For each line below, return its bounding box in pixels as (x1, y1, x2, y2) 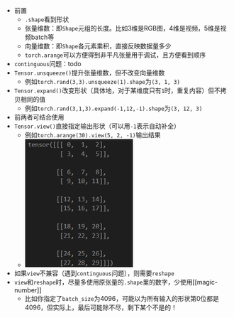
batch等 (30, 33, 55, 41)
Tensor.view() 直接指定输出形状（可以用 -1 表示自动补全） (13, 122, 181, 130)
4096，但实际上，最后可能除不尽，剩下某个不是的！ (24, 303, 177, 312)
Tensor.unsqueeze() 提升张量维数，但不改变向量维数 (13, 68, 165, 77)
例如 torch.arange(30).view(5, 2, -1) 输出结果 (24, 131, 161, 139)
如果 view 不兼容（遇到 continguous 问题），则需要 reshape (13, 269, 175, 277)
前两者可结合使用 (13, 113, 65, 121)
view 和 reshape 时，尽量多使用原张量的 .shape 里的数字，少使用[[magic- (13, 278, 218, 286)
